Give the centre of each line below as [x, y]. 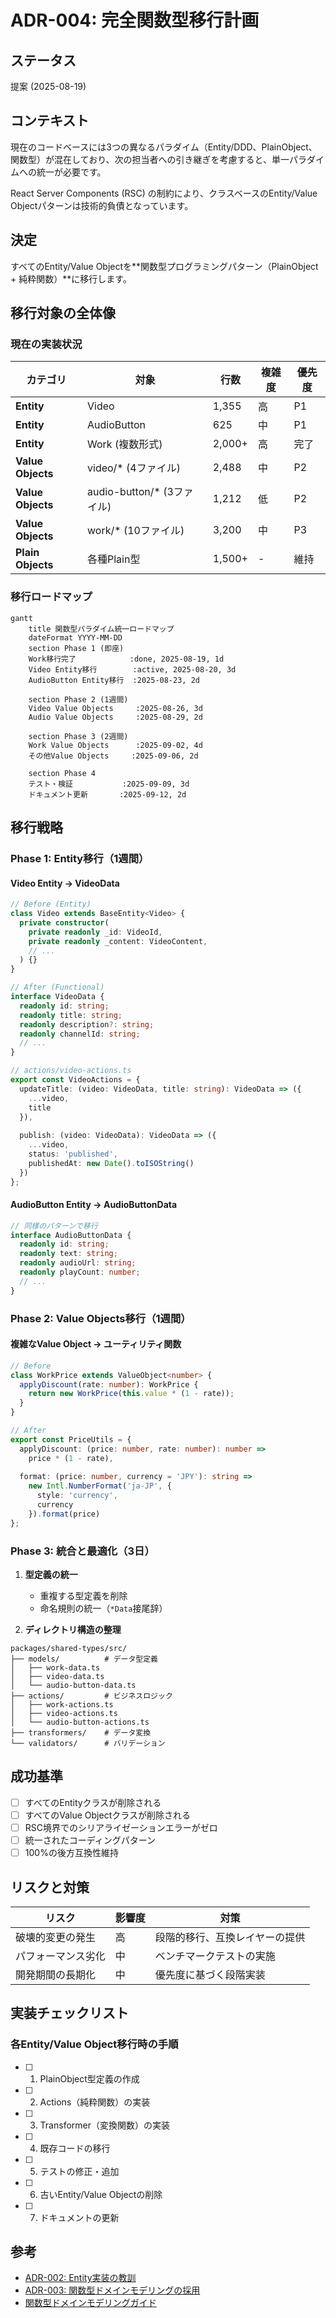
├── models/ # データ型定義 [84, 1659]
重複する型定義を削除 [83, 1595]
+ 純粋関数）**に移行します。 [71, 278]
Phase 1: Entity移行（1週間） [80, 858]
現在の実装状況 [46, 344]
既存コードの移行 [75, 2148]
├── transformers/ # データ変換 [81, 1733]
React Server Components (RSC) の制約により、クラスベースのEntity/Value [164, 193]
